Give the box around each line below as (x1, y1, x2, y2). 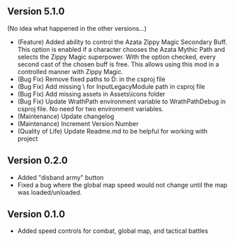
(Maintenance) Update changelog (17, 112, 115, 120)
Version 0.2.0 (7, 155, 68, 166)
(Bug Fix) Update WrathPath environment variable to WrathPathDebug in (17, 97, 226, 106)
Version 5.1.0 (7, 6, 65, 17)
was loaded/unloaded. (17, 188, 82, 197)
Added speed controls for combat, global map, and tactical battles (17, 227, 208, 235)
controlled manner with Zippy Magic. (17, 67, 124, 76)
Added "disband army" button (17, 173, 104, 181)
